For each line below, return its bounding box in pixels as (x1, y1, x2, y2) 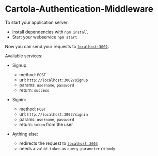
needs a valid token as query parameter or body (19, 145, 115, 151)
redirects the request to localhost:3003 (19, 140, 98, 146)
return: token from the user (19, 121, 73, 127)
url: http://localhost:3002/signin (19, 111, 88, 117)
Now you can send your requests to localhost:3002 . (5, 43, 109, 49)
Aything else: (12, 131, 38, 137)
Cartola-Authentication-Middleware (5, 3, 154, 15)
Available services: (5, 52, 43, 59)
